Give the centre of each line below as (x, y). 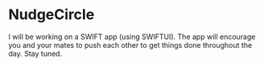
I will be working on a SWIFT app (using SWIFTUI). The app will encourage (132, 37)
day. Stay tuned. (35, 53)
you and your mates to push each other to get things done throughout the (130, 45)
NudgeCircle (52, 15)
